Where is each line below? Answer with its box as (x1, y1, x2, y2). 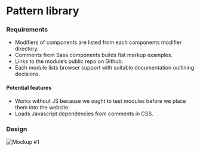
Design (6, 125, 27, 133)
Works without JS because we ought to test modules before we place (14, 97, 186, 105)
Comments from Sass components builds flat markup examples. (14, 52, 173, 59)
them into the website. (14, 103, 70, 111)
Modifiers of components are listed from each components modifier (14, 39, 182, 46)
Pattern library (6, 4, 79, 18)
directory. (14, 45, 39, 52)
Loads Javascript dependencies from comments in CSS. (14, 110, 153, 117)
